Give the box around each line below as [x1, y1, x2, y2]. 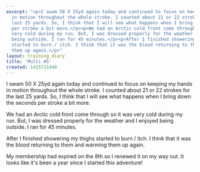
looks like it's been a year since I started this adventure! [6, 159, 143, 167]
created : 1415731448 [6, 64, 58, 70]
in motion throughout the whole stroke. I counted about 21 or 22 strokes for [6, 87, 190, 94]
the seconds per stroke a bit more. [6, 99, 91, 107]
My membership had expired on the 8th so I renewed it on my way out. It [6, 153, 185, 160]
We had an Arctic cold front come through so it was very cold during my [6, 111, 183, 118]
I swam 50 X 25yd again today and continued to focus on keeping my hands [6, 80, 193, 87]
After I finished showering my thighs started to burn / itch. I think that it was [6, 135, 192, 142]
